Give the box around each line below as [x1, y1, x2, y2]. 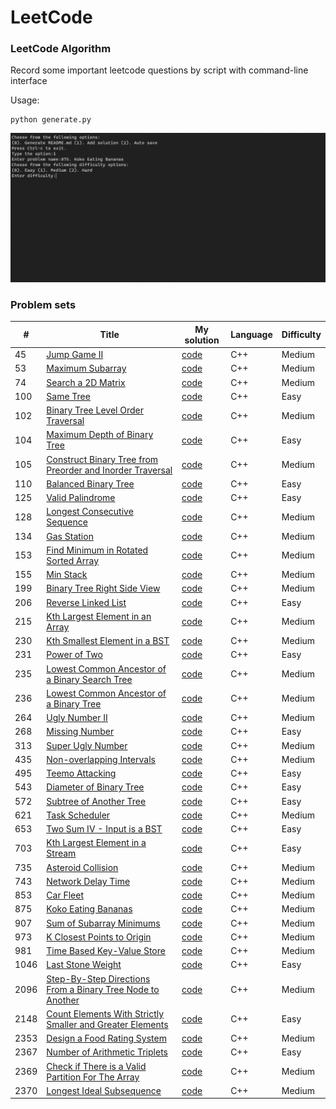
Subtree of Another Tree [46, 795, 147, 807]
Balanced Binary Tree [46, 477, 135, 490]
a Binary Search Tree [46, 673, 133, 685]
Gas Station [46, 530, 94, 542]
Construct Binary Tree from [46, 453, 159, 465]
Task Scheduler [46, 809, 111, 821]
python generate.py [10, 115, 92, 125]
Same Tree [46, 390, 91, 402]
